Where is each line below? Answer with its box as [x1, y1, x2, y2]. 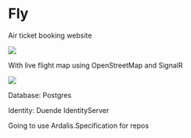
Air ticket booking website [8, 31, 92, 40]
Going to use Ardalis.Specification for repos [8, 121, 150, 130]
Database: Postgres [8, 90, 72, 100]
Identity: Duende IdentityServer [8, 105, 110, 114]
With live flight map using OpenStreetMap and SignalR [8, 60, 183, 70]
